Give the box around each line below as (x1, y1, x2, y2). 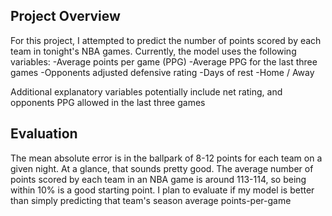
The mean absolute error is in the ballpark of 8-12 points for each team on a (10, 152, 323, 164)
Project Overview (10, 8, 121, 25)
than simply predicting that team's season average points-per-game (10, 194, 292, 206)
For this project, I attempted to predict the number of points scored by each (10, 34, 322, 46)
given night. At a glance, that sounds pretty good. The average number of (10, 162, 314, 174)
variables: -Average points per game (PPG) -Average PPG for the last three (10, 55, 318, 68)
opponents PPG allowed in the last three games (10, 96, 206, 108)
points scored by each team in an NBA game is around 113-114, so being (10, 173, 307, 185)
